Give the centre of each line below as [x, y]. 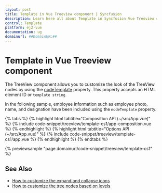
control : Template [23, 23]
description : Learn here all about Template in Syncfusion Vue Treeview [80, 18]
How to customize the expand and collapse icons [61, 180]
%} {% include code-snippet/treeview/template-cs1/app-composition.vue [78, 124]
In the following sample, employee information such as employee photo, [76, 104]
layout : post [18, 9]
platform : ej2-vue [23, 28]
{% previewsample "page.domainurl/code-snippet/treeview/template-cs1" [79, 148]
